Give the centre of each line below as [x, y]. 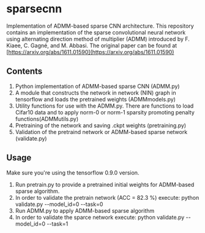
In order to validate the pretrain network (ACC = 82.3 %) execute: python [107, 197]
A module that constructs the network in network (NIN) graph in [95, 93]
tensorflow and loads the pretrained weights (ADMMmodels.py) [95, 99]
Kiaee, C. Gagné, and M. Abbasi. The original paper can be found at [92, 45]
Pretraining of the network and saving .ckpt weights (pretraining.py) [101, 125]
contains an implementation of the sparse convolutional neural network [96, 32]
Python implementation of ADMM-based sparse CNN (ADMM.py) [97, 86]
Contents [24, 72]
